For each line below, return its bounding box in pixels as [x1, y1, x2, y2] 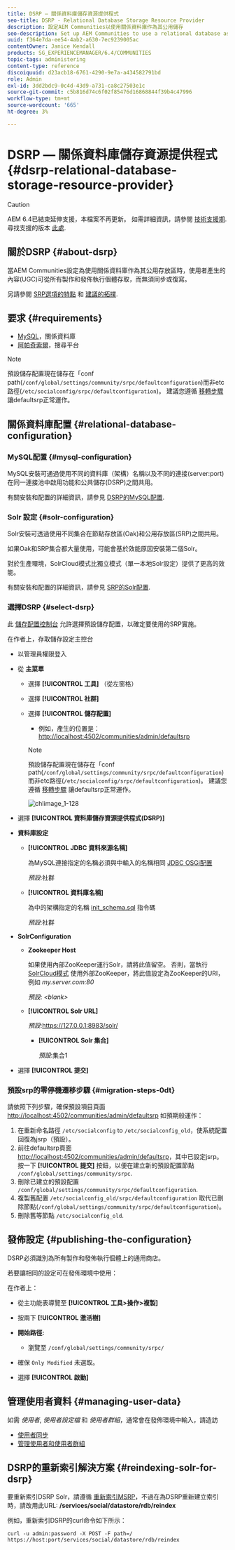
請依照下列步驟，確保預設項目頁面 [7, 1102, 106, 1111]
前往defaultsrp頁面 [17, 1144, 72, 1152]
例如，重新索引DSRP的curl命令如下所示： [7, 1516, 127, 1525]
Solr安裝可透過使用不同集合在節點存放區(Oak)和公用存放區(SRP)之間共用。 [7, 529, 222, 538]
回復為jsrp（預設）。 [17, 1134, 75, 1143]
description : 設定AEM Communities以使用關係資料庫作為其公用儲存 [7, 23, 184, 30]
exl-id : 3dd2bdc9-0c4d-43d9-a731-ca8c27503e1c [7, 82, 145, 89]
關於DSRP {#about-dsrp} [7, 246, 117, 258]
